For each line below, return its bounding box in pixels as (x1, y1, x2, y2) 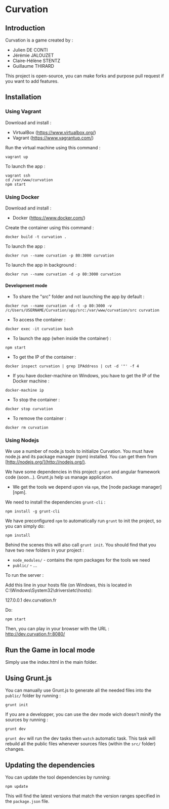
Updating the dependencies (5, 760, 95, 770)
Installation (5, 93, 41, 102)
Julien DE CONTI (12, 47, 48, 53)
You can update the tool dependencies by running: (5, 774, 111, 780)
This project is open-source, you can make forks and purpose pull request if (5, 73, 164, 79)
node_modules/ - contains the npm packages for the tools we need (12, 557, 150, 563)
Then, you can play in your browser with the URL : (5, 626, 110, 632)
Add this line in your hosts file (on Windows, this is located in (5, 582, 132, 588)
